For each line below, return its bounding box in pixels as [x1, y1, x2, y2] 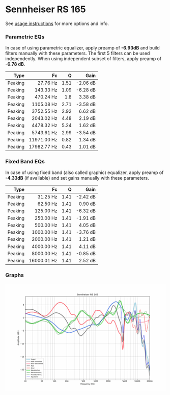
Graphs [5, 271, 24, 279]
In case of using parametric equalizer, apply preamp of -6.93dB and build [5, 45, 160, 51]
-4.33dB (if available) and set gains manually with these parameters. [5, 175, 149, 181]
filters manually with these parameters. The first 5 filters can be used [5, 50, 150, 57]
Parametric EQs [5, 33, 45, 40]
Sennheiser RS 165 [5, 4, 86, 15]
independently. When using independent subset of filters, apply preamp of [5, 56, 162, 62]
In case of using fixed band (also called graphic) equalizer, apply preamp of [5, 169, 164, 176]
